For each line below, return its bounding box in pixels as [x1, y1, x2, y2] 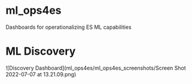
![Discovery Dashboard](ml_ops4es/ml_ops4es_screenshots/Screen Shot [5, 64, 186, 71]
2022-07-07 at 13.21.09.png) [5, 70, 77, 78]
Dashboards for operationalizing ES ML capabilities [5, 23, 132, 31]
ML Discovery [5, 44, 76, 58]
